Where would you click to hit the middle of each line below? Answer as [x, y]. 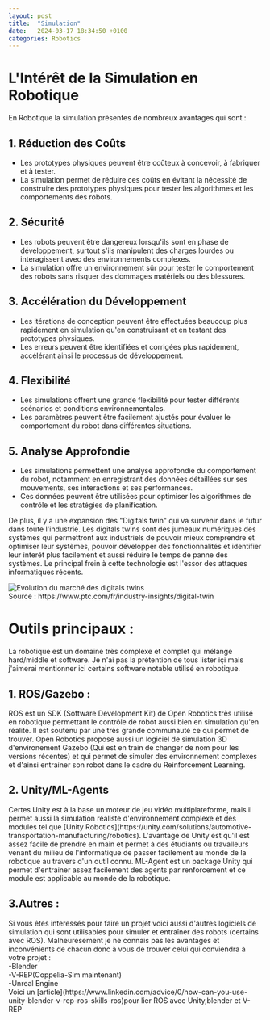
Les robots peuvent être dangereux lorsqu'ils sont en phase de [124, 241]
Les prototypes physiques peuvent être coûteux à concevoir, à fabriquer [140, 163]
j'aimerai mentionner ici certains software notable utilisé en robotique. [124, 669]
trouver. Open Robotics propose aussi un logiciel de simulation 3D [118, 739]
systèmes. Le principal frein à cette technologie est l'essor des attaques [128, 564]
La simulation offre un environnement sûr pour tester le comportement [137, 267]
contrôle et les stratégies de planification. [89, 505]
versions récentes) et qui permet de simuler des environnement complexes [133, 756]
